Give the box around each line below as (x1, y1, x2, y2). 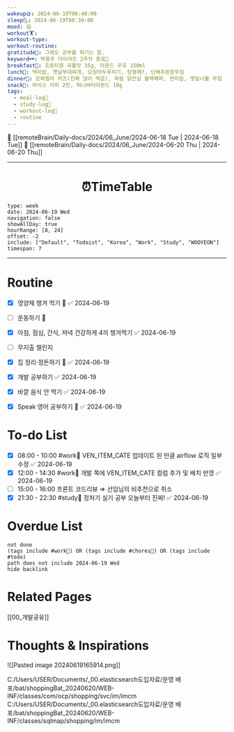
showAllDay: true (7, 220, 58, 227)
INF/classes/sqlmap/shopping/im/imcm (7, 717, 120, 725)
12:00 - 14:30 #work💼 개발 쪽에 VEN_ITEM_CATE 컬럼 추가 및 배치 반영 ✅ (17, 468, 221, 477)
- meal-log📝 (13, 95, 49, 102)
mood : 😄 (7, 23, 32, 30)
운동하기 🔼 (17, 313, 47, 321)
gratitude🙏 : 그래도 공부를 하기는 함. (7, 49, 105, 56)
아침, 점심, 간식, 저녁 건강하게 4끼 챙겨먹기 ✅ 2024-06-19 (17, 328, 176, 337)
